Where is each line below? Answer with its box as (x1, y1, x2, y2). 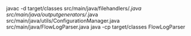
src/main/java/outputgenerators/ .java (6, 11, 98, 18)
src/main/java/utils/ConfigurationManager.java (6, 17, 120, 24)
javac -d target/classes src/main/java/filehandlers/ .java (6, 5, 142, 12)
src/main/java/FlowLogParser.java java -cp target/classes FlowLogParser (6, 23, 186, 30)
